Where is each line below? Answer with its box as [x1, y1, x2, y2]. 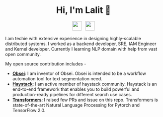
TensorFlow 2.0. [12, 107, 46, 113]
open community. [5, 51, 41, 57]
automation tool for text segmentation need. [12, 75, 103, 81]
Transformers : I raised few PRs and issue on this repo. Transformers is [12, 97, 158, 103]
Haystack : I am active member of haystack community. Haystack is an [12, 81, 158, 87]
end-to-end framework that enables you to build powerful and [12, 86, 140, 92]
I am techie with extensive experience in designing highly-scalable [5, 35, 142, 41]
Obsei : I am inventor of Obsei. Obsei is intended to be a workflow [12, 70, 147, 76]
